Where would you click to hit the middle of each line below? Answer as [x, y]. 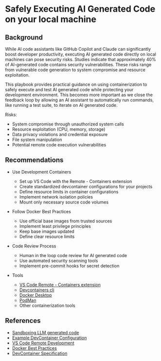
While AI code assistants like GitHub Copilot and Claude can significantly [78, 49]
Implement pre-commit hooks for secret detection [69, 266]
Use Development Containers [42, 172]
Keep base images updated [47, 231]
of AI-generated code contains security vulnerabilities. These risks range [78, 65]
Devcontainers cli [37, 290]
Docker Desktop [36, 295]
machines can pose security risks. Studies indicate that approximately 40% [81, 59]
